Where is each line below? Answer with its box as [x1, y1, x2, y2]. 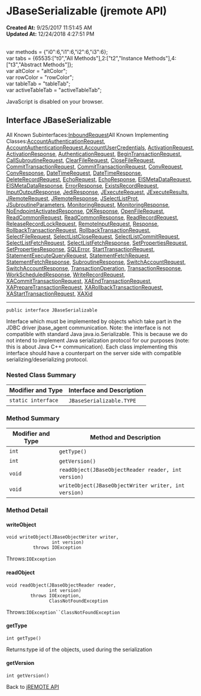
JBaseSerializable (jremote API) [6, 4, 167, 18]
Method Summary [6, 414, 60, 422]
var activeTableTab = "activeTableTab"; [6, 86, 102, 93]
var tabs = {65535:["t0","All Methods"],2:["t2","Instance [6, 54, 142, 62]
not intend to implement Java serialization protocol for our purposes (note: [6, 337, 190, 344]
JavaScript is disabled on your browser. [6, 97, 104, 105]
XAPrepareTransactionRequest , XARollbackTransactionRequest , [6, 283, 163, 291]
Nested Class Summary [6, 371, 77, 379]
